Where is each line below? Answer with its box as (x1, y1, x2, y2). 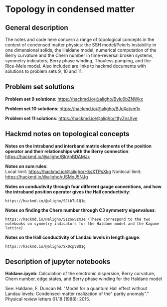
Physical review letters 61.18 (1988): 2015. (5, 296, 91, 302)
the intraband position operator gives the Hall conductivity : (5, 188, 131, 195)
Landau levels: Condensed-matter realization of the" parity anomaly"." (5, 291, 150, 297)
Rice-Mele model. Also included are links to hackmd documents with (5, 63, 146, 69)
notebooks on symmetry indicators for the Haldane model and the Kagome (5, 221, 160, 226)
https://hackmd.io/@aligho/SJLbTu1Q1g (5, 198, 86, 203)
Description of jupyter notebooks (5, 258, 111, 266)
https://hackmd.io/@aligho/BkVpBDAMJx (5, 153, 90, 159)
